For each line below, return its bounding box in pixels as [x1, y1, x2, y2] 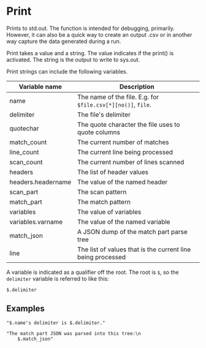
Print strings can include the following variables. [6, 67, 128, 75]
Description [119, 82, 154, 91]
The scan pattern [77, 187, 127, 196]
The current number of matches [77, 138, 169, 146]
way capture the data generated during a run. [6, 37, 121, 45]
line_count [9, 148, 39, 156]
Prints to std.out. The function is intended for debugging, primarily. [6, 25, 175, 32]
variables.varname [9, 217, 63, 226]
